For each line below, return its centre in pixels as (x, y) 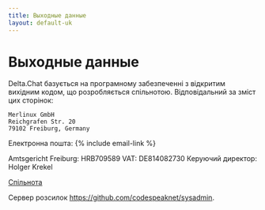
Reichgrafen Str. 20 (42, 122)
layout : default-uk (40, 23)
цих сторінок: (31, 100)
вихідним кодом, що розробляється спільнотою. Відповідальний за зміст (132, 92)
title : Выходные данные (47, 15)
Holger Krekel (30, 167)
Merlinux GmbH (32, 115)
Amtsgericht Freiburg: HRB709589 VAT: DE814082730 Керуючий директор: (132, 159)
